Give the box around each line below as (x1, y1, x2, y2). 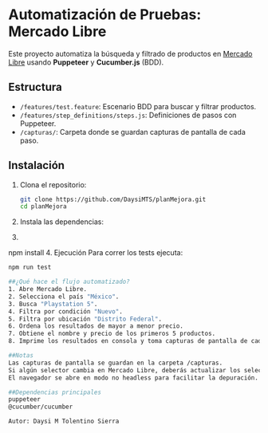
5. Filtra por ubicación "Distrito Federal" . (8, 315, 162, 323)
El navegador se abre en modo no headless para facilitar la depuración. (8, 373, 259, 382)
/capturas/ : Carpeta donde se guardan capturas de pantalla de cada (19, 127, 246, 136)
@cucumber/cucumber (8, 403, 73, 411)
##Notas (8, 352, 34, 360)
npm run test (8, 263, 52, 272)
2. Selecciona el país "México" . (8, 293, 120, 301)
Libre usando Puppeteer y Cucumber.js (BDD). (8, 57, 164, 67)
